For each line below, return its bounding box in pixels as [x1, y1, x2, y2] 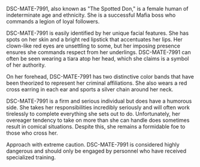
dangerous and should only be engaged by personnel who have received [6, 147, 187, 154]
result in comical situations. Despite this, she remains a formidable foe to [6, 123, 186, 130]
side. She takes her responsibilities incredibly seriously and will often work [6, 104, 190, 111]
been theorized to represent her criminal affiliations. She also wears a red [6, 79, 187, 87]
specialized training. [6, 154, 56, 161]
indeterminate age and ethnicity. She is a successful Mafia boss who [6, 11, 176, 19]
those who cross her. [6, 129, 58, 136]
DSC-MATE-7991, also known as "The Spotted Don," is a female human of [6, 5, 189, 12]
